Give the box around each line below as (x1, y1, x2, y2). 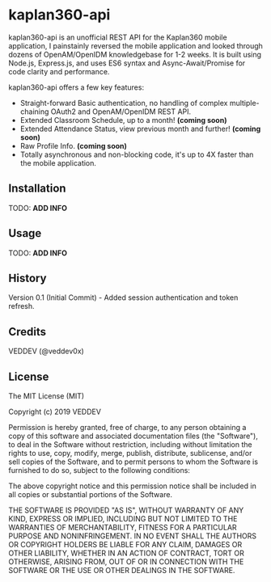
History (8, 271, 47, 285)
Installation (8, 182, 66, 196)
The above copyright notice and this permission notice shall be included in (8, 481, 256, 491)
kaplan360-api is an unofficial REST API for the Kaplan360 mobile (8, 32, 228, 42)
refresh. (8, 302, 35, 311)
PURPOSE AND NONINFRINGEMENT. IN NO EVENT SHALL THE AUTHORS (8, 531, 257, 541)
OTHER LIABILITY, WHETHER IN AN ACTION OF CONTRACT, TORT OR (8, 548, 244, 558)
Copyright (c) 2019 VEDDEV (8, 407, 101, 416)
